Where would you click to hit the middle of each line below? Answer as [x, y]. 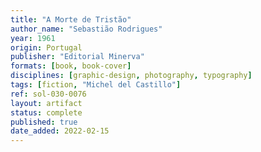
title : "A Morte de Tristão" [71, 19]
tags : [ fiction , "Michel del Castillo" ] [96, 85]
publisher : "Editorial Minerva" [77, 57]
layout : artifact [46, 103]
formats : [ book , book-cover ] [71, 66]
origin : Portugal [46, 47]
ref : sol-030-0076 [48, 94]
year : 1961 [33, 38]
